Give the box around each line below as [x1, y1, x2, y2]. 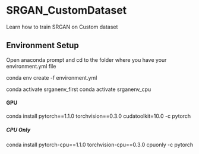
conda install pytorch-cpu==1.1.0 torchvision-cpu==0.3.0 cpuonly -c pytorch [6, 141, 194, 148]
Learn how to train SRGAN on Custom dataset [6, 23, 118, 30]
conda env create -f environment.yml [6, 74, 97, 81]
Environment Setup [6, 40, 79, 51]
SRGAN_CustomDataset [6, 4, 127, 17]
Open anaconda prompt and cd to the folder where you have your [6, 56, 167, 63]
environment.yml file [6, 62, 56, 70]
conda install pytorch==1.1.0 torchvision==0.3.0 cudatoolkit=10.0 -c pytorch [6, 112, 191, 120]
